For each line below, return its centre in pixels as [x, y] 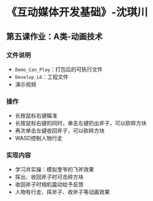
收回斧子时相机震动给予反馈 [49, 185]
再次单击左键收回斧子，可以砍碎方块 [60, 131]
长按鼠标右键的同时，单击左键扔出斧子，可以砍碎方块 [81, 123]
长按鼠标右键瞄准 [36, 116]
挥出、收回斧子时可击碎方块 [49, 177]
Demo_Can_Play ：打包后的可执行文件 [59, 69]
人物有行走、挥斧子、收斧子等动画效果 [62, 192]
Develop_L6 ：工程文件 [42, 76]
